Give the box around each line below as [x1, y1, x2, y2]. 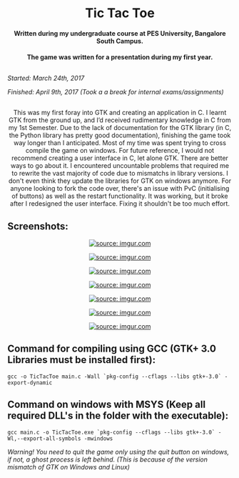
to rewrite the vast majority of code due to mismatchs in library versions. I [11, 169, 228, 178]
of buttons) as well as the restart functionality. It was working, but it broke [11, 191, 228, 201]
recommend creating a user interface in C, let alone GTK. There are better [11, 154, 228, 162]
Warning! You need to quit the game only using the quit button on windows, [7, 447, 230, 456]
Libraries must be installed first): [7, 354, 156, 366]
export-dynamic [7, 379, 53, 387]
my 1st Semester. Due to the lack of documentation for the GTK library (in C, [8, 124, 232, 132]
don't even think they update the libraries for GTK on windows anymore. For [8, 176, 232, 185]
